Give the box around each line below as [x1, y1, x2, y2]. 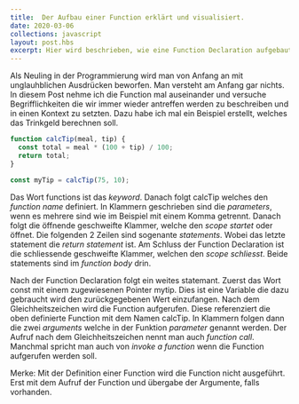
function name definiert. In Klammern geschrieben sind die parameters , [10, 201, 273, 211]
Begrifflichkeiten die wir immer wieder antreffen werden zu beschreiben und [10, 99, 289, 109]
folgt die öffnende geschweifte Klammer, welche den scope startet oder [10, 219, 273, 231]
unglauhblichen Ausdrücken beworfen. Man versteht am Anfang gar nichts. [10, 80, 285, 91]
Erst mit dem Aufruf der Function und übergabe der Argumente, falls [10, 376, 260, 387]
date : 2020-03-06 [10, 21, 75, 30]
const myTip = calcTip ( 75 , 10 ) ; [10, 175, 130, 185]
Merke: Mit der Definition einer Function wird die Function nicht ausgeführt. [10, 368, 286, 378]
